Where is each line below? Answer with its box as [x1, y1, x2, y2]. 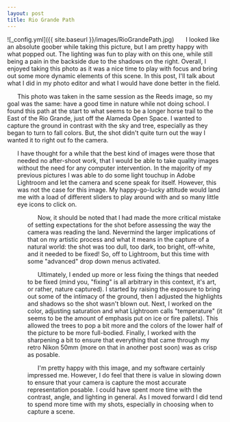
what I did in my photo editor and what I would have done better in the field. [7, 79, 220, 87]
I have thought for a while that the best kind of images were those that [16, 149, 216, 158]
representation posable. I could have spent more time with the [27, 385, 203, 394]
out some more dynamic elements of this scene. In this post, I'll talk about [7, 71, 215, 79]
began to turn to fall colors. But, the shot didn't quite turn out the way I [7, 128, 206, 137]
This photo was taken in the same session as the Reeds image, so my [16, 92, 214, 100]
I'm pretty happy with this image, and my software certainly [37, 364, 205, 372]
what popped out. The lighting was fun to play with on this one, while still [7, 49, 213, 58]
